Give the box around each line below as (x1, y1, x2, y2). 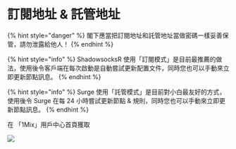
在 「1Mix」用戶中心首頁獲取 (7, 120, 90, 129)
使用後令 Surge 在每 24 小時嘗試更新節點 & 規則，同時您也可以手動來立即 (7, 96, 220, 105)
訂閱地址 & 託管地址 (7, 6, 121, 23)
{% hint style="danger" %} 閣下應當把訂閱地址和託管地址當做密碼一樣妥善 (7, 31, 223, 40)
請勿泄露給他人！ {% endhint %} (19, 40, 114, 48)
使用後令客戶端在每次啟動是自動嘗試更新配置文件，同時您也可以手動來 (19, 64, 223, 72)
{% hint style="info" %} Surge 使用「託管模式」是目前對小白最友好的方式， (7, 88, 226, 96)
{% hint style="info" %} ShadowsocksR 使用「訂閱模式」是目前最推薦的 (7, 54, 216, 64)
